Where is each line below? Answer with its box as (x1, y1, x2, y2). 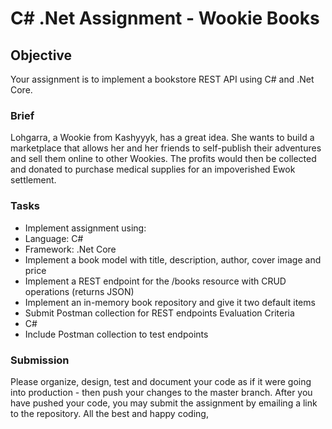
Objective (10, 47, 73, 64)
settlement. (10, 174, 57, 186)
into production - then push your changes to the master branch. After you (10, 386, 313, 398)
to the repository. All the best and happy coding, (10, 407, 209, 419)
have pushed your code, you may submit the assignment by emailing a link (10, 397, 318, 409)
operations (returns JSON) (24, 285, 135, 297)
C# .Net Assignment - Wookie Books (10, 7, 320, 30)
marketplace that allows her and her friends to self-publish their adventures (10, 142, 322, 154)
